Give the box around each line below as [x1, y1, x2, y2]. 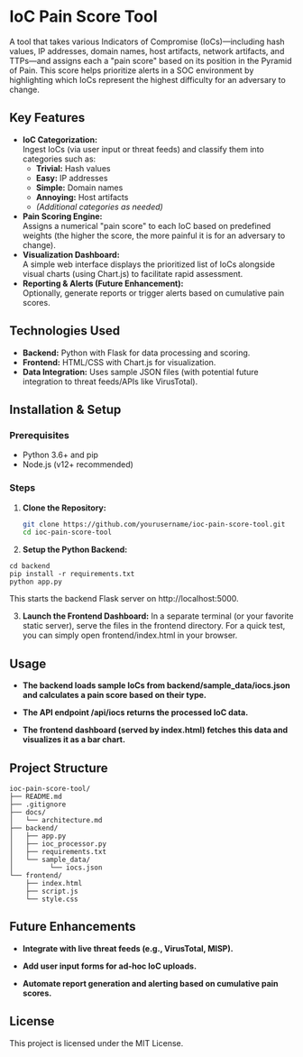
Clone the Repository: [22, 502, 106, 513]
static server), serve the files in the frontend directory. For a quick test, [22, 620, 286, 631]
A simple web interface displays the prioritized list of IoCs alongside [22, 259, 275, 270]
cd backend [9, 562, 50, 571]
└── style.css [25, 895, 78, 904]
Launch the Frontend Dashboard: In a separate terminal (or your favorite [22, 611, 294, 621]
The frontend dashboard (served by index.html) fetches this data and [22, 724, 289, 736]
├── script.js [25, 887, 78, 896]
